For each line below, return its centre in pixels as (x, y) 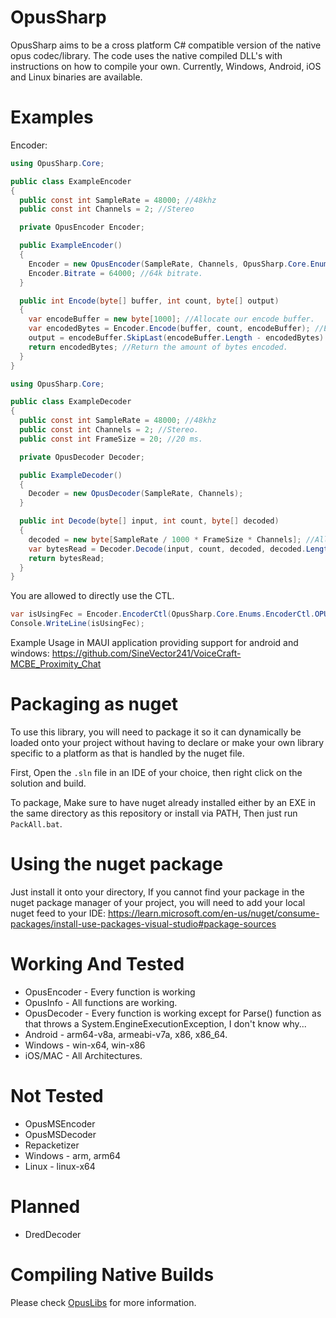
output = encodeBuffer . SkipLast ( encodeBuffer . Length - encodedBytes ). (178, 338)
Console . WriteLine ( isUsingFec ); (77, 624)
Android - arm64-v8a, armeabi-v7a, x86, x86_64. (126, 1034)
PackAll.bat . (36, 823)
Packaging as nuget (94, 704)
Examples (52, 117)
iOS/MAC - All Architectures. (83, 1055)
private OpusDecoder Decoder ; (82, 457)
